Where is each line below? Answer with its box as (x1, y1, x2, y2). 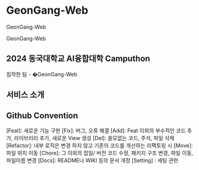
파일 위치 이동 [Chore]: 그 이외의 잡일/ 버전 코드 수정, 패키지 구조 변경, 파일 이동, (6, 149, 194, 156)
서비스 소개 (6, 90, 45, 100)
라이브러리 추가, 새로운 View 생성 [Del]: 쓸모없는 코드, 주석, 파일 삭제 (14, 134, 174, 141)
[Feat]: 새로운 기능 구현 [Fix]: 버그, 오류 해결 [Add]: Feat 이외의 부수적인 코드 (6, 126, 186, 134)
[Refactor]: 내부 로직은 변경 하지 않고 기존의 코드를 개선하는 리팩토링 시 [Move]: (6, 141, 193, 149)
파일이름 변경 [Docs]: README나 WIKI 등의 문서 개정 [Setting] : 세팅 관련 (6, 156, 179, 164)
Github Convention (6, 110, 78, 120)
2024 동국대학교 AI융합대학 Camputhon (6, 54, 151, 64)
